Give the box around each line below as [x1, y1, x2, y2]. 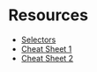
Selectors [20, 34, 56, 45]
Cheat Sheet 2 [20, 53, 74, 63]
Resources [8, 5, 89, 25]
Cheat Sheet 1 [20, 43, 72, 54]
